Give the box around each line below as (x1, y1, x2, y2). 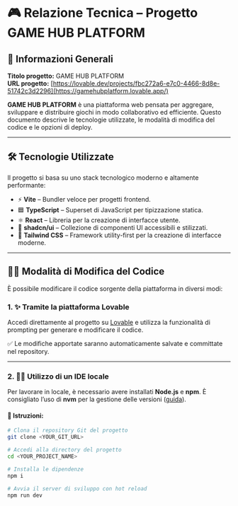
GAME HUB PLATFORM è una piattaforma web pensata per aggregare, (7, 100, 214, 109)
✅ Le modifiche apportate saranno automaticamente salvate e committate (7, 339, 223, 347)
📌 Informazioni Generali (7, 53, 113, 65)
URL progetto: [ (7, 79, 53, 88)
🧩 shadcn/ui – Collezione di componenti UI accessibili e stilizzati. (17, 223, 208, 231)
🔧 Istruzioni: (7, 411, 44, 420)
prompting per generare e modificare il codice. (7, 326, 144, 334)
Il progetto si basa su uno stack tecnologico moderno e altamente (7, 173, 199, 182)
